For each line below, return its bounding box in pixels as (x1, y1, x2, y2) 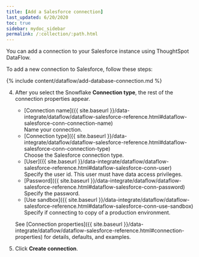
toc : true (6, 20, 31, 26)
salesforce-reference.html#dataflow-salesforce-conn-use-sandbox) (23, 202, 194, 210)
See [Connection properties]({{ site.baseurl (14, 220, 123, 228)
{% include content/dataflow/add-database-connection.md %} (6, 77, 162, 85)
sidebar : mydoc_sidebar (6, 25, 66, 32)
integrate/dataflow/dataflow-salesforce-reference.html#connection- (14, 227, 185, 234)
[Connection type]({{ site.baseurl (23, 133, 106, 140)
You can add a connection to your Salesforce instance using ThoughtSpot (6, 47, 189, 55)
